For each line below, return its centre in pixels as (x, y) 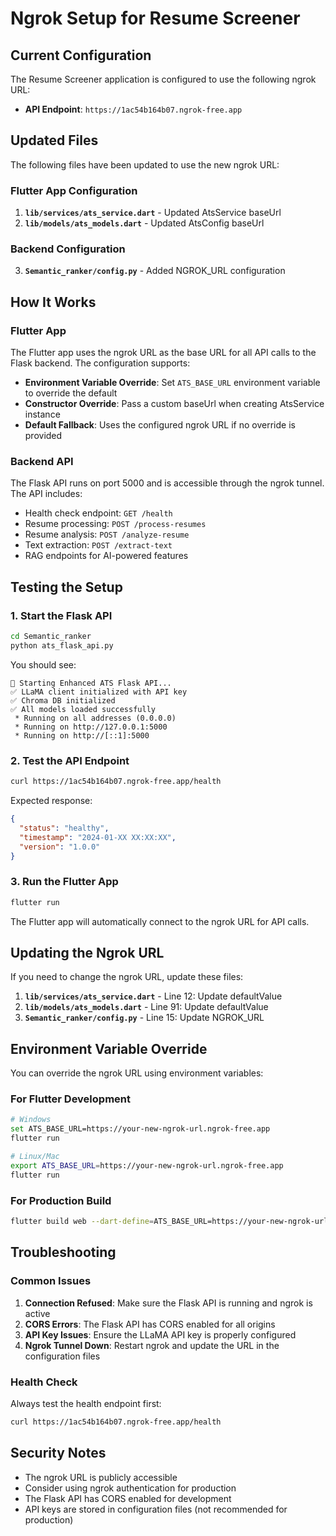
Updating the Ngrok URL (87, 952)
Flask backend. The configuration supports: (100, 363)
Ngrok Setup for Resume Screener (155, 18)
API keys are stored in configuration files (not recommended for (156, 1509)
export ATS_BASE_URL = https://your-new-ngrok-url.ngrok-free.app (147, 1165)
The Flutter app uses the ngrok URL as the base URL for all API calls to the (163, 353)
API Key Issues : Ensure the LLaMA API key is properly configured (160, 1334)
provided (43, 436)
